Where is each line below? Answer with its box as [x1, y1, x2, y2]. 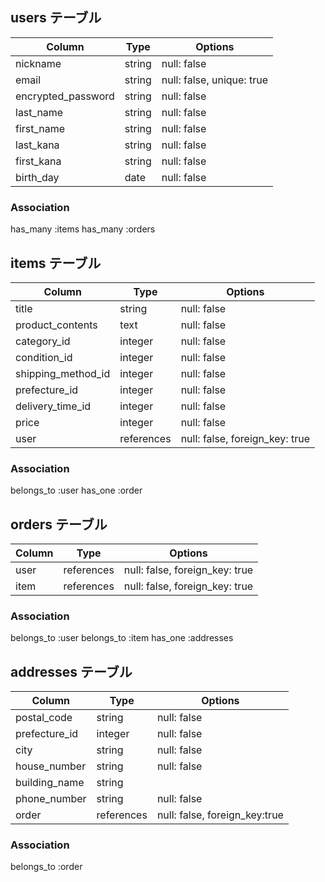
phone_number [15, 792, 87, 806]
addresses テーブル [10, 663, 133, 680]
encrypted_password [15, 89, 115, 103]
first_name [15, 121, 66, 135]
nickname [15, 56, 62, 70]
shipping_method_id [15, 366, 111, 380]
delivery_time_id [15, 399, 92, 413]
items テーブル [10, 254, 102, 272]
